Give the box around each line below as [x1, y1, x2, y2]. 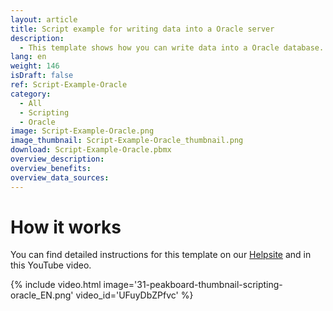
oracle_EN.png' [10, 289, 74, 301]
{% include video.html [10, 279, 102, 291]
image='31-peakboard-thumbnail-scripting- [103, 279, 283, 291]
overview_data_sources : [10, 172, 110, 183]
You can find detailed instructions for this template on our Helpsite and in [10, 249, 312, 261]
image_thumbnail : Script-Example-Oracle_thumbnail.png [10, 136, 244, 146]
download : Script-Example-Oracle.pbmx [10, 145, 172, 155]
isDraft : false [10, 71, 74, 81]
